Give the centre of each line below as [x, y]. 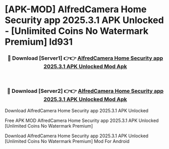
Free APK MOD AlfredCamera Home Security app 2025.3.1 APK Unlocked [82, 120]
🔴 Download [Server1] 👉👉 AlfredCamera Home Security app [85, 58]
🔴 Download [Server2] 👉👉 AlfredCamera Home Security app [85, 91]
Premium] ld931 [39, 42]
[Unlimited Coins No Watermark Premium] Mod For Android [67, 141]
